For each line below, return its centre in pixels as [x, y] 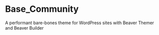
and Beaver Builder [24, 28]
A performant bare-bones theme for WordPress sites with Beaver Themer [79, 23]
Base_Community [42, 9]
